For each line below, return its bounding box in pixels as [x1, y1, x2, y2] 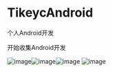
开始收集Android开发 [7, 43, 66, 51]
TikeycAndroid [7, 5, 94, 21]
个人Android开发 [7, 28, 54, 37]
